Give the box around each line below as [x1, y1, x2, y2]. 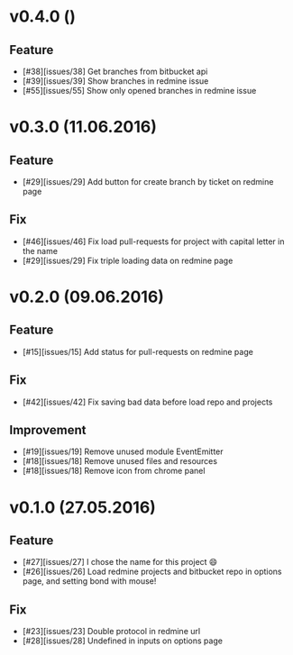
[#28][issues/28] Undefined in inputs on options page [22, 635, 224, 646]
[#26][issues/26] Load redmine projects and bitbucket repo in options [22, 566, 282, 578]
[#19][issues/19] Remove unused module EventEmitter [22, 446, 224, 457]
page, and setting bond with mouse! [22, 576, 157, 587]
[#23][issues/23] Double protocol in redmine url [22, 626, 201, 637]
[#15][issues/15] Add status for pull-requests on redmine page [22, 346, 254, 357]
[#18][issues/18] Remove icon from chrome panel [22, 466, 206, 477]
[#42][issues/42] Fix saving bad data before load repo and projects [22, 396, 273, 407]
